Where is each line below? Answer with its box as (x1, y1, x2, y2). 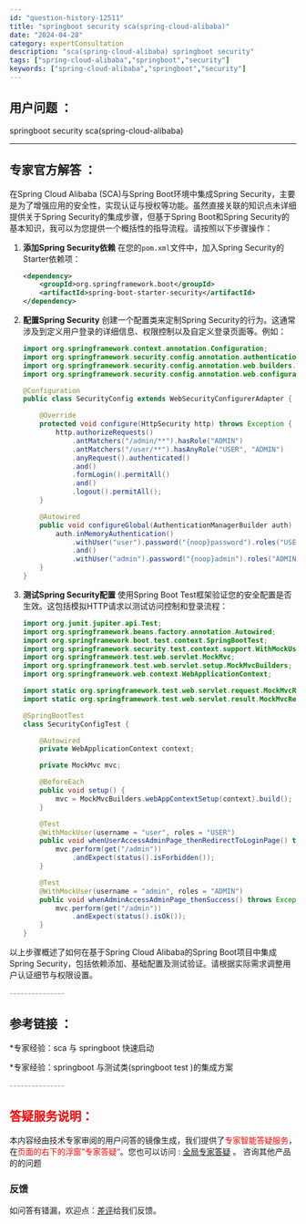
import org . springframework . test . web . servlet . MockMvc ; (22, 653, 236, 662)
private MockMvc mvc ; (39, 761, 121, 771)
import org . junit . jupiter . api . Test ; (22, 618, 162, 628)
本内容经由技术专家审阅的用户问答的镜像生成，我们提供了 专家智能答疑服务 (9, 1135, 289, 1146)
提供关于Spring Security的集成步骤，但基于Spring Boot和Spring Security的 (9, 211, 290, 222)
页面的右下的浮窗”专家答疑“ (17, 1146, 121, 1157)
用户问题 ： (9, 100, 73, 116)
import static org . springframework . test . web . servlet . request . (22, 686, 264, 695)
